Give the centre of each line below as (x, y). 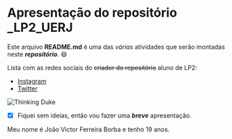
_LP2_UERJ (40, 27)
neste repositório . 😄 (37, 54)
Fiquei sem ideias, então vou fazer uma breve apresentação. (104, 115)
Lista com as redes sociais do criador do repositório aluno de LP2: (102, 67)
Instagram (32, 81)
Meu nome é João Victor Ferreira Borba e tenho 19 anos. (88, 129)
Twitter (28, 88)
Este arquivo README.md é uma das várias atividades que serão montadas (116, 47)
